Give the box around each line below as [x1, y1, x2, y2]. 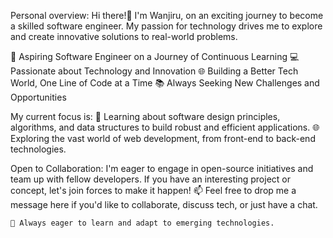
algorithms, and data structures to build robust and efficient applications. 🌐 [10, 121, 320, 133]
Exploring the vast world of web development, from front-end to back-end [10, 133, 316, 144]
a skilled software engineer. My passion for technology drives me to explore [10, 20, 323, 32]
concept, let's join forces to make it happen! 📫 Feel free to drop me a [10, 185, 297, 196]
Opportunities [10, 91, 67, 103]
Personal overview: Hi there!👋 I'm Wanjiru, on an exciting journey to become [10, 10, 324, 21]
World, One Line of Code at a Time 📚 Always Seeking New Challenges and [10, 77, 320, 89]
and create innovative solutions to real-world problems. [10, 31, 238, 42]
